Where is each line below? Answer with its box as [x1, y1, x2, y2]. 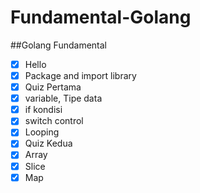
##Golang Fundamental [10, 39, 107, 51]
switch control [24, 115, 84, 127]
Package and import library [24, 70, 137, 81]
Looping [24, 126, 60, 138]
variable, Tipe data [24, 92, 103, 105]
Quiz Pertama [24, 81, 82, 93]
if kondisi [24, 104, 63, 116]
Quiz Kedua [24, 137, 73, 150]
